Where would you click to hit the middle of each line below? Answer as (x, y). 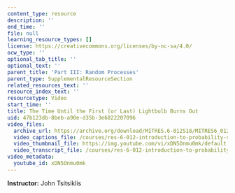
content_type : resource (42, 14)
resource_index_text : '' (43, 92)
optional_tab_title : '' (42, 59)
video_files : (26, 124)
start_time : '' (29, 105)
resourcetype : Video (37, 99)
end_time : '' (26, 27)
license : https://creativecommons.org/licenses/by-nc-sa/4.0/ (100, 46)
